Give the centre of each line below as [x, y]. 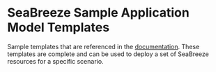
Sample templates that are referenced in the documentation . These [103, 46]
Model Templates [59, 27]
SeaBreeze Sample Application [98, 13]
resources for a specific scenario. [55, 61]
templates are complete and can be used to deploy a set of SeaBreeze [108, 54]
